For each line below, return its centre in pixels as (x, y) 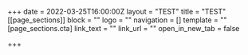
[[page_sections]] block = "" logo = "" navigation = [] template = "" (117, 20)
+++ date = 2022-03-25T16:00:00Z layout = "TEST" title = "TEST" (117, 12)
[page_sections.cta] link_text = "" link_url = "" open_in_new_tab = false (124, 28)
